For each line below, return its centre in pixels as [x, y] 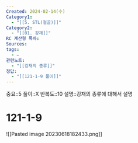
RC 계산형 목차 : [23, 39]
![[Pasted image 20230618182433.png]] [54, 134]
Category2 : [19, 28]
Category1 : [19, 17]
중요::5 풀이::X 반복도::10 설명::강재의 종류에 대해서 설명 [69, 94]
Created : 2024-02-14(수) [36, 11]
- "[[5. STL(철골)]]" [36, 22]
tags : [13, 50]
